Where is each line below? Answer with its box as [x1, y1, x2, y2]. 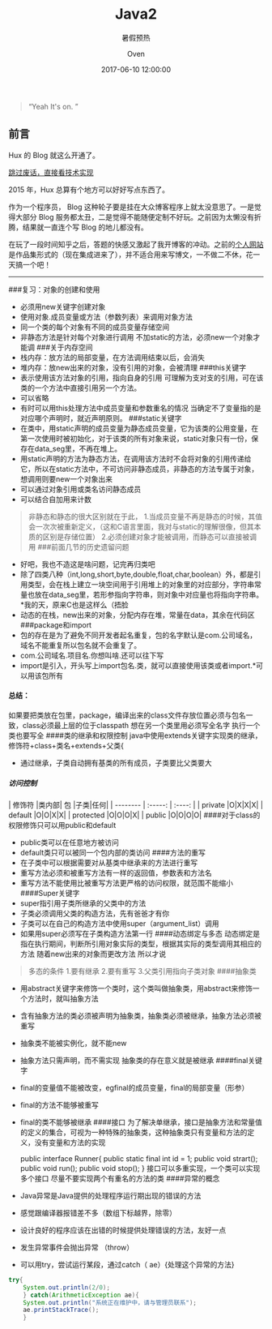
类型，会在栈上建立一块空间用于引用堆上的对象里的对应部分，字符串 [27, 579, 255, 589]
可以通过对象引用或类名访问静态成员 [19, 484, 142, 494]
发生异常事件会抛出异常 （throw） [19, 1242, 134, 1252]
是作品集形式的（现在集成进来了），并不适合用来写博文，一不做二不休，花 [8, 249, 253, 259]
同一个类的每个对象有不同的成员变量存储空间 [19, 322, 170, 332]
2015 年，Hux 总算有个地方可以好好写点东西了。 [8, 184, 170, 195]
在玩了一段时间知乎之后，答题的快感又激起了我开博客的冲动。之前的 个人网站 [8, 239, 264, 249]
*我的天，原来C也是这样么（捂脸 [19, 599, 130, 609]
